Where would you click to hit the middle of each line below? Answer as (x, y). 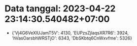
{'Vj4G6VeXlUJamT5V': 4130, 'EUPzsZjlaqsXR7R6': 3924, (70, 33)
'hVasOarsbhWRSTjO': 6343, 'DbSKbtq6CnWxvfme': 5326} (72, 38)
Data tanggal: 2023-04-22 (60, 9)
